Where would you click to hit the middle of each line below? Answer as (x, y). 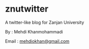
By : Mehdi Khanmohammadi (34, 32)
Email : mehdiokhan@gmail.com (37, 41)
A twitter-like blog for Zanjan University (45, 22)
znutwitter (27, 9)
